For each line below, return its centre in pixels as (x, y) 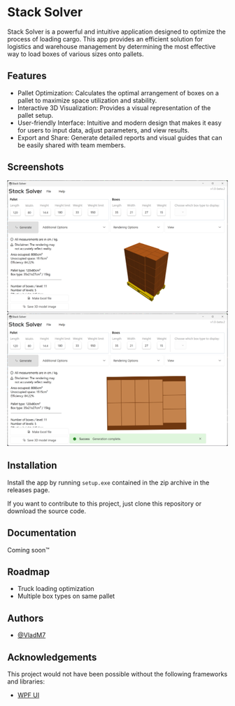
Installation (32, 466)
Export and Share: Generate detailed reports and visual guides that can (120, 137)
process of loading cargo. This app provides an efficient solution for (105, 39)
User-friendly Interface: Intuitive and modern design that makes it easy (119, 123)
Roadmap (29, 572)
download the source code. (47, 511)
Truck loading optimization (56, 589)
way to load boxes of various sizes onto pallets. (76, 54)
